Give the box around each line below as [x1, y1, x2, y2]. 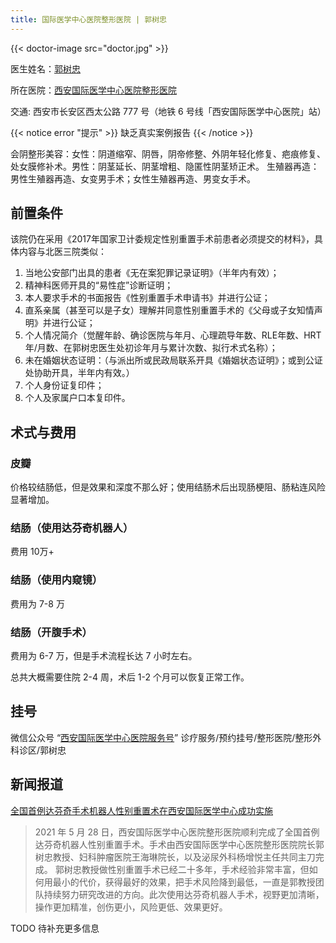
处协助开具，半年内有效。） [24, 367, 135, 379]
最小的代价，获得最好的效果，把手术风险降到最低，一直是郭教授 [52, 876, 316, 888]
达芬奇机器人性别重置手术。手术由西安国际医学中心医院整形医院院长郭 [34, 838, 325, 850]
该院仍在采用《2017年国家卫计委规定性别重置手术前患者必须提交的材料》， [10, 233, 315, 245]
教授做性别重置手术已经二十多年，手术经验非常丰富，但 [81, 863, 310, 875]
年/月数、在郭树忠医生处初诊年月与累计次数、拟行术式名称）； [24, 342, 278, 354]
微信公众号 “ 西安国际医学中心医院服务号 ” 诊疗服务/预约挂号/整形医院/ [10, 731, 296, 743]
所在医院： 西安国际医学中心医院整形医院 [10, 84, 177, 96]
